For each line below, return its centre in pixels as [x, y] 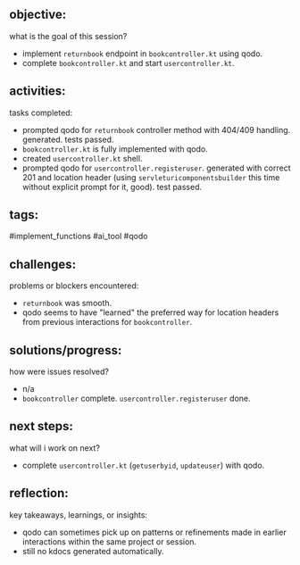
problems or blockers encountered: [74, 286]
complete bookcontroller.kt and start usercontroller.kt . [128, 62]
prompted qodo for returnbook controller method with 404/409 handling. [156, 129]
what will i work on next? [55, 448]
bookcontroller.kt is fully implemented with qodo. [115, 149]
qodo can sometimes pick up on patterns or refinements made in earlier [154, 532]
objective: [38, 15]
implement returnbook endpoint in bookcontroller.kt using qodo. [142, 54]
